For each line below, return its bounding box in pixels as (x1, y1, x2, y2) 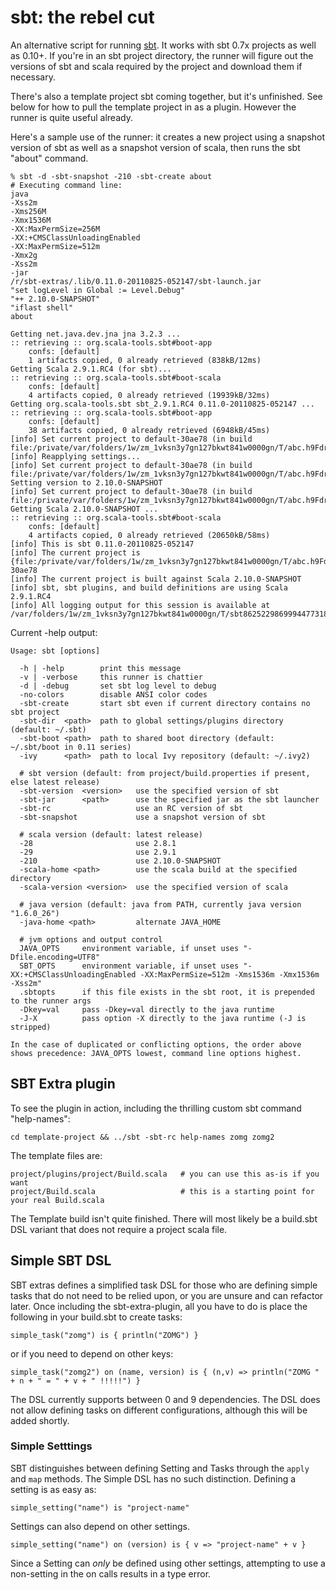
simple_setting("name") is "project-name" (10, 1502, 190, 1513)
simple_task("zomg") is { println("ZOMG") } (10, 1330, 199, 1340)
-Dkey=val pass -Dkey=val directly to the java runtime (19, 1004, 275, 1015)
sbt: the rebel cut (10, 6, 155, 29)
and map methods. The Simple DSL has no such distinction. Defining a (10, 1472, 297, 1485)
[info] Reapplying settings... (10, 451, 141, 461)
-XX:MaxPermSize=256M (10, 224, 101, 234)
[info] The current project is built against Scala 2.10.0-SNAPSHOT (10, 574, 302, 584)
